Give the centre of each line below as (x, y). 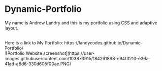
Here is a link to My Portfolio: (34, 42)
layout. (11, 28)
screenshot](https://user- (69, 53)
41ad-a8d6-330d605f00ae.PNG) (38, 64)
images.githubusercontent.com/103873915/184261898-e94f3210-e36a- (78, 58)
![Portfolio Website (23, 53)
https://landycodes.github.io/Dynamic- (104, 42)
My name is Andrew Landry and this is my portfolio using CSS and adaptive (81, 23)
